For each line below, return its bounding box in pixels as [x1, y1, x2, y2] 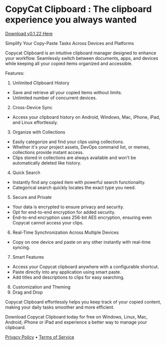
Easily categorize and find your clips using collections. [12, 139, 125, 145]
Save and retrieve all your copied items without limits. [12, 89, 122, 95]
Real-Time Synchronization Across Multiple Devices [12, 229, 119, 235]
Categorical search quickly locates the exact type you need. [12, 184, 136, 190]
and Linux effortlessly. [12, 119, 58, 125]
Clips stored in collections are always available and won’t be [12, 155, 136, 161]
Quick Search [12, 170, 41, 175]
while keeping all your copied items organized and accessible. [5, 60, 133, 66]
